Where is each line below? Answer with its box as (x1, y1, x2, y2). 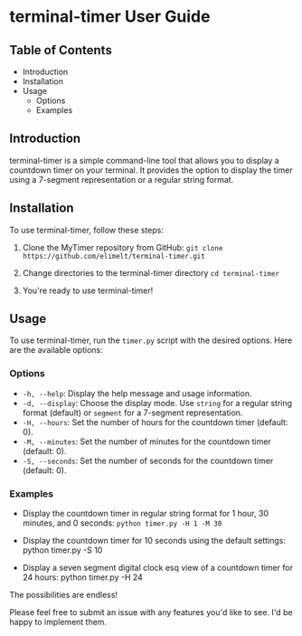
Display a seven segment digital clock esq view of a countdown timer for (22, 563, 294, 574)
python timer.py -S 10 (22, 545, 103, 555)
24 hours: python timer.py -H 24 (22, 572, 143, 583)
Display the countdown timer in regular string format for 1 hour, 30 (22, 508, 269, 519)
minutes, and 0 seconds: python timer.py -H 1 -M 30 (22, 517, 222, 528)
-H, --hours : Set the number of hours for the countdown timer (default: (22, 416, 288, 427)
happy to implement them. (9, 617, 107, 628)
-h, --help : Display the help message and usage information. (22, 387, 252, 399)
